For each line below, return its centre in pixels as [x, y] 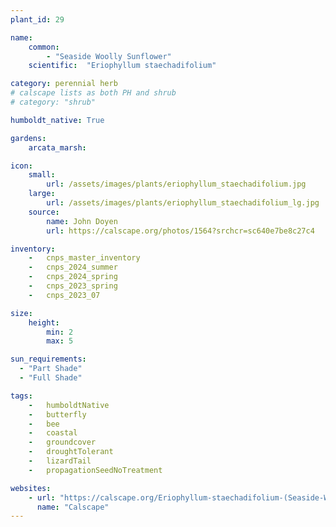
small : [42, 175]
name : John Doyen [82, 221]
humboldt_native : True [57, 120]
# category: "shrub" [53, 102]
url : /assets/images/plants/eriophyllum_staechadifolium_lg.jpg [183, 203]
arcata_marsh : [57, 147]
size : [21, 313]
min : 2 [60, 332]
